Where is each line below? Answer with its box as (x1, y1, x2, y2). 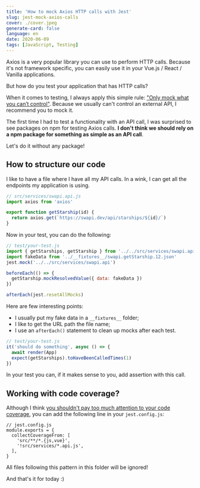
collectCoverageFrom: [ (11, 433, 70, 439)
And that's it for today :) (6, 476, 64, 483)
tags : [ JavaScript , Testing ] (6, 42, 79, 48)
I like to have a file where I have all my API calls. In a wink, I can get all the (6, 175, 187, 182)
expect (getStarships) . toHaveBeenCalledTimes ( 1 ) (11, 355, 132, 361)
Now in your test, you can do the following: (6, 232, 111, 239)
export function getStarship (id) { (6, 209, 95, 215)
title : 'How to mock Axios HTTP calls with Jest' (6, 8, 132, 15)
